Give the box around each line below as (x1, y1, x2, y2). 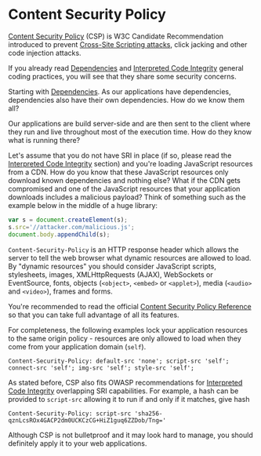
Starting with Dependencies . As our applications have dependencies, (8, 86, 231, 96)
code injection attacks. (8, 48, 82, 57)
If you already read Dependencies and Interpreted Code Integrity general (8, 63, 245, 72)
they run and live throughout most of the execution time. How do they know (8, 127, 252, 137)
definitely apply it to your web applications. (8, 438, 147, 448)
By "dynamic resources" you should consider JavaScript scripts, (8, 261, 217, 271)
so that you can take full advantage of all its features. (8, 310, 179, 319)
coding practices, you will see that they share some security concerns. (8, 71, 237, 81)
